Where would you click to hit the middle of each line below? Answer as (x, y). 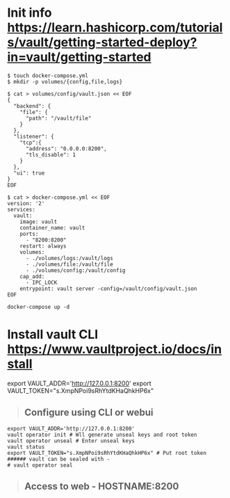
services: (22, 209)
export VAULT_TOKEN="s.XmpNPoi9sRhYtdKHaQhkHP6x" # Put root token (107, 453)
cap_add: (32, 276)
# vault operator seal (40, 465)
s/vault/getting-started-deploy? (102, 42)
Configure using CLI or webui (89, 413)
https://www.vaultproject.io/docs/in (115, 350)
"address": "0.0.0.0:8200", (66, 148)
